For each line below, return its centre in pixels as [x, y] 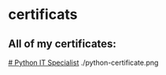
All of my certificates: [62, 44]
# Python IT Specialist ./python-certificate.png [83, 62]
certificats [43, 15]
